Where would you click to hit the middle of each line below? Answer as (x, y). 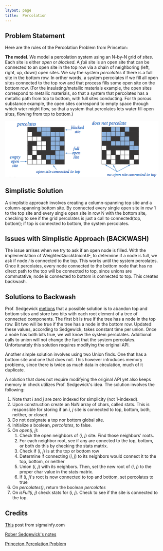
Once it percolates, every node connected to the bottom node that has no (79, 266)
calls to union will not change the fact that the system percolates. (70, 340)
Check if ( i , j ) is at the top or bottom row (59, 451)
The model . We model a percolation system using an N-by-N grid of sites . (79, 57)
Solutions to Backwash (41, 297)
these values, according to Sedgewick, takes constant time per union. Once (81, 329)
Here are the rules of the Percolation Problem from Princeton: (66, 48)
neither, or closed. (30, 415)
